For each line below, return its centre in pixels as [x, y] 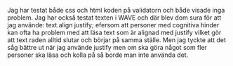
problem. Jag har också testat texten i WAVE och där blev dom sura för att [114, 18]
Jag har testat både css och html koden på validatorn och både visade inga [116, 10]
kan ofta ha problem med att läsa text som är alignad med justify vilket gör [114, 32]
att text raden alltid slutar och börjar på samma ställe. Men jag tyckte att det [117, 40]
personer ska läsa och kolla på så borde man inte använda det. [98, 55]
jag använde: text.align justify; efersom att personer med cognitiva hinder [113, 25]
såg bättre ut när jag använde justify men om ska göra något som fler [107, 47]
